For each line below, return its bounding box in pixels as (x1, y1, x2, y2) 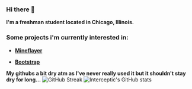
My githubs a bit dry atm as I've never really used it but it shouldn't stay (6, 70, 186, 77)
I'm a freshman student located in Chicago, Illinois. (6, 19, 135, 26)
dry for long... (6, 76, 41, 83)
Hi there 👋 (6, 5, 36, 14)
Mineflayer (14, 47, 43, 54)
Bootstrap (14, 58, 40, 65)
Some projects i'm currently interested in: (6, 34, 129, 42)
